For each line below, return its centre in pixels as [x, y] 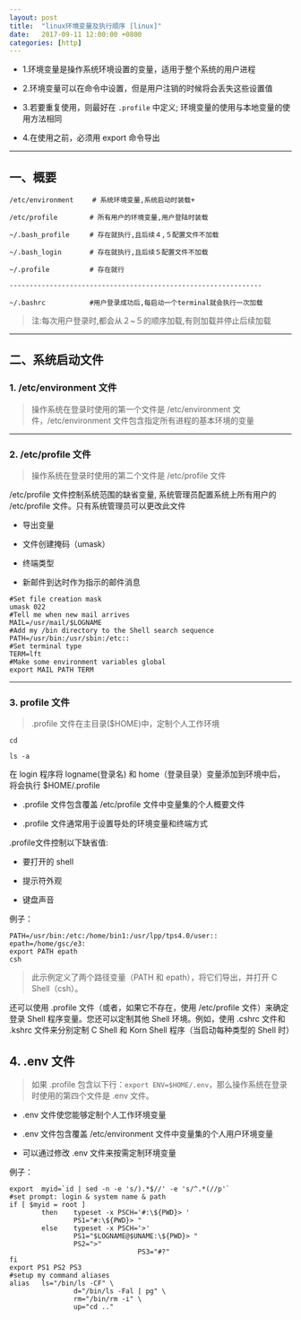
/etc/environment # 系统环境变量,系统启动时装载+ [102, 200]
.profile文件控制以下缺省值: [59, 843]
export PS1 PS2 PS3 [46, 1268]
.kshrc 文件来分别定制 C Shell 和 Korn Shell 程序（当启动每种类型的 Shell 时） [151, 1030]
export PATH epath [43, 952]
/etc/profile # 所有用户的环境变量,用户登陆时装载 [109, 218]
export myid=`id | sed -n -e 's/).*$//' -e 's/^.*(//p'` [120, 1189]
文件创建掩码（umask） [66, 544]
